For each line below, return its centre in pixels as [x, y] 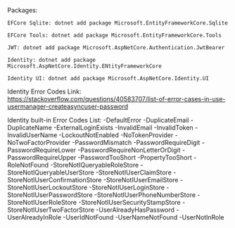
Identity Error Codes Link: [44, 91]
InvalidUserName [32, 135]
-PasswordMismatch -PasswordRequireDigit [136, 142]
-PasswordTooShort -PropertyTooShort [135, 157]
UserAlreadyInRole [34, 217]
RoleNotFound [28, 165]
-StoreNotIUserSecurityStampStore [129, 202]
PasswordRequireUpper [42, 157]
